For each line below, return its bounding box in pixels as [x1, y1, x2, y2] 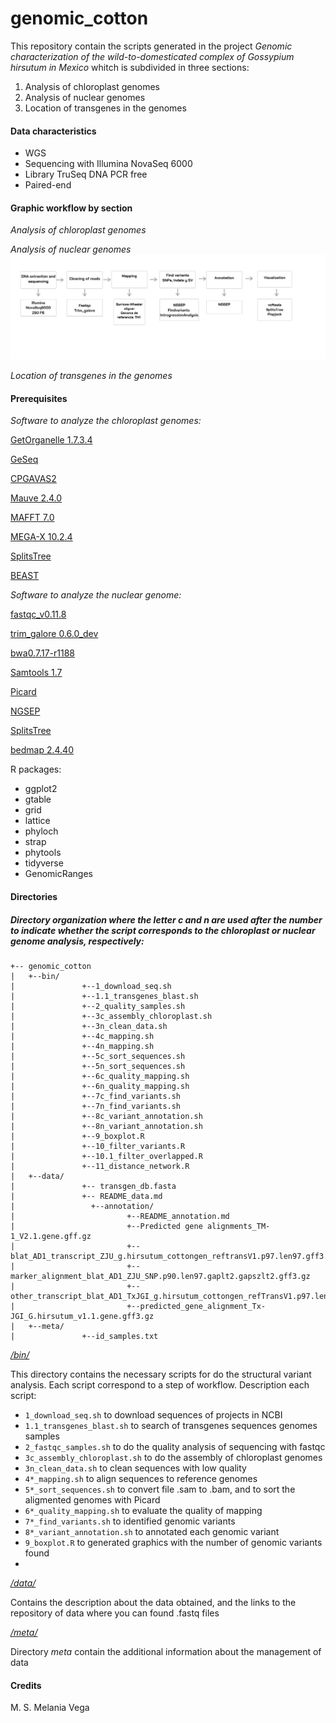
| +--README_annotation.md [10, 1211, 230, 1221]
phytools [24, 847, 62, 859]
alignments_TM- [206, 1221, 271, 1231]
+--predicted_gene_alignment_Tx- [126, 1301, 267, 1311]
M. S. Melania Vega [10, 1702, 90, 1714]
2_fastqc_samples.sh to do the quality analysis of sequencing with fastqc [24, 1440, 326, 1452]
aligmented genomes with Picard [24, 1493, 161, 1506]
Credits [10, 1679, 42, 1691]
